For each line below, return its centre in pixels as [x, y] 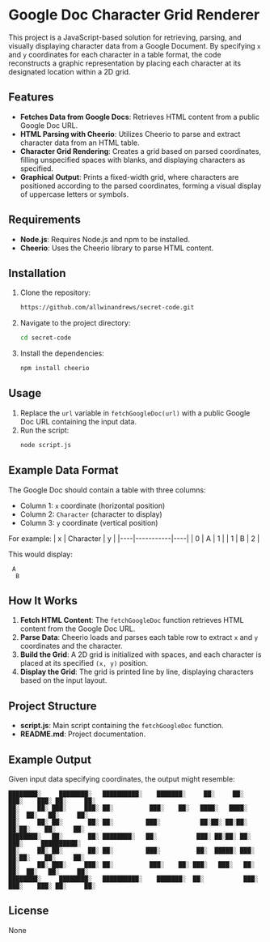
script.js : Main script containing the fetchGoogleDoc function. [122, 726]
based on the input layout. [63, 680]
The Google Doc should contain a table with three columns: [107, 490]
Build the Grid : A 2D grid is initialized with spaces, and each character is [141, 654]
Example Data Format [63, 470]
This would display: [40, 554]
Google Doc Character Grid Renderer [134, 15]
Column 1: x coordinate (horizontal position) [93, 505]
